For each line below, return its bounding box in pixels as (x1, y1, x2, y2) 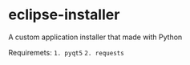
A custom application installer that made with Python (8, 32, 183, 42)
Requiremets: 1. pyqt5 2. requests (8, 47, 124, 57)
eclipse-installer (8, 6, 120, 24)
